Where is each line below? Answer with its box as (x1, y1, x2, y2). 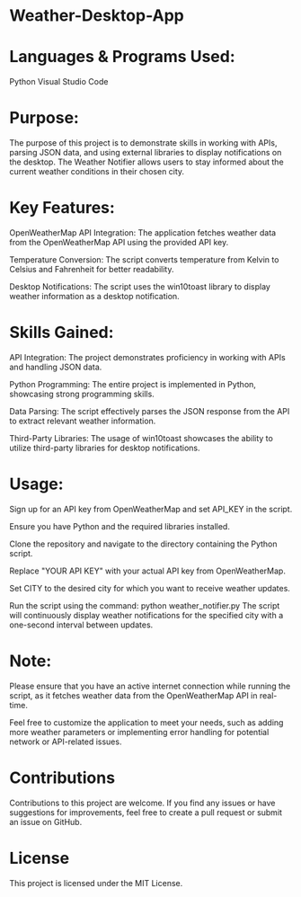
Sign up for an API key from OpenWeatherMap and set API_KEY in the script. (9, 503, 293, 514)
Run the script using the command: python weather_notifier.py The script (9, 599, 280, 611)
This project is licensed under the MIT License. (9, 877, 183, 888)
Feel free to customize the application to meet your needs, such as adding (9, 716, 284, 728)
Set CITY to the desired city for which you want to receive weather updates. (9, 582, 290, 593)
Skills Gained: (9, 323, 114, 342)
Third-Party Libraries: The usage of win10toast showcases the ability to (9, 432, 274, 443)
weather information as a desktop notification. (9, 291, 180, 301)
